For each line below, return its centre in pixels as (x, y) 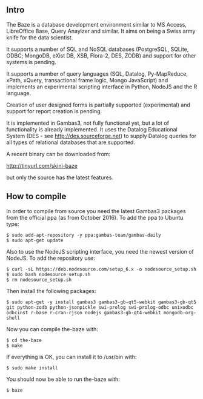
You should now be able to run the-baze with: (63, 379)
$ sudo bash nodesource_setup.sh (48, 274)
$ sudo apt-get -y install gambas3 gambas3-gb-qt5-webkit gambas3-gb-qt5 (101, 302)
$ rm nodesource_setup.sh (39, 280)
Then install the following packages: (51, 291)
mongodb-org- (180, 312)
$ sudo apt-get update (35, 240)
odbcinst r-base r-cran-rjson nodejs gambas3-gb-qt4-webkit (84, 312)
